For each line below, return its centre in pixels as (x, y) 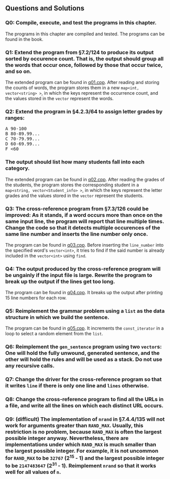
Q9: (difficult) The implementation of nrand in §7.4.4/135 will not (85, 419)
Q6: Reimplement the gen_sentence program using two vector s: (83, 347)
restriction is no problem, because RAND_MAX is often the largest (83, 432)
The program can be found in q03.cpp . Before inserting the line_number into (84, 245)
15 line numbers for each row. (36, 298)
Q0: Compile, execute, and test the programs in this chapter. (81, 23)
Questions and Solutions (45, 8)
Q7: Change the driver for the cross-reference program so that (83, 379)
